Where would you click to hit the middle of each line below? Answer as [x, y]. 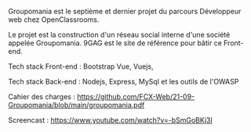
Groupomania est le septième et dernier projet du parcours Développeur [125, 11]
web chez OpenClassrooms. [54, 20]
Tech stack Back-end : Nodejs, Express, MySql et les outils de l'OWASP [124, 82]
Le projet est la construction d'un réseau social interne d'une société [119, 35]
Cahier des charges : [42, 96]
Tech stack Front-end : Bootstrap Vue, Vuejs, [81, 66]
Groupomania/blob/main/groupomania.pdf [76, 105]
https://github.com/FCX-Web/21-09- [136, 96]
